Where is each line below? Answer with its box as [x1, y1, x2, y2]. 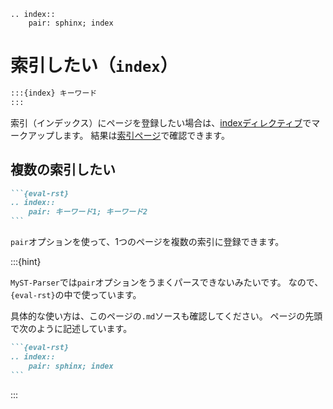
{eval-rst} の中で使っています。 [10, 289, 142, 300]
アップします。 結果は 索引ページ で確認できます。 [27, 129, 230, 141]
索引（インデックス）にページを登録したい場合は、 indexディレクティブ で [10, 116, 312, 129]
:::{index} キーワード [10, 88, 98, 98]
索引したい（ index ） [10, 55, 178, 77]
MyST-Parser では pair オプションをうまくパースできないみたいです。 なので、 [10, 276, 324, 288]
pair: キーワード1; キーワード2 [28, 207, 148, 217]
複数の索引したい [10, 161, 116, 179]
